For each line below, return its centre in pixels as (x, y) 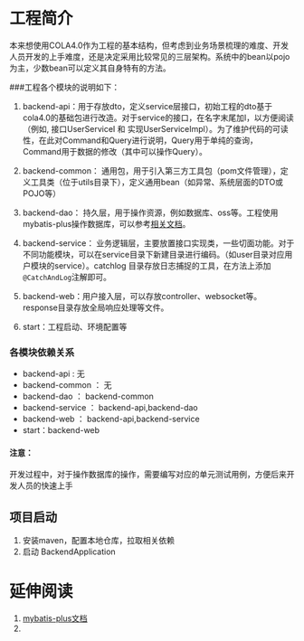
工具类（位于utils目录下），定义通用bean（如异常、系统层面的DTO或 (157, 182)
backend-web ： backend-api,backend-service (111, 419)
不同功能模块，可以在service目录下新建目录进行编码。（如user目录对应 (153, 254)
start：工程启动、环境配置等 (75, 326)
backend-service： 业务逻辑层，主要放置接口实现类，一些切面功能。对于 (158, 243)
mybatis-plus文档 (55, 618)
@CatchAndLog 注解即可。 (66, 277)
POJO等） (42, 193)
